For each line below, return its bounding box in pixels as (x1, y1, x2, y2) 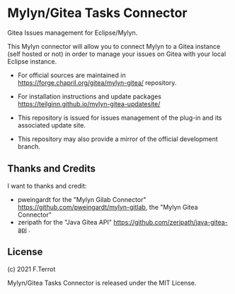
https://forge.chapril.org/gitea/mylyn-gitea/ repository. (17, 78, 177, 86)
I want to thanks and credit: (7, 181, 87, 190)
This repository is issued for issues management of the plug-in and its (17, 113, 222, 122)
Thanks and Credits (7, 163, 96, 175)
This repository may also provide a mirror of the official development (17, 135, 218, 143)
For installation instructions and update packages (17, 92, 161, 101)
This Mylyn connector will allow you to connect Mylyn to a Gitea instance (7, 42, 221, 50)
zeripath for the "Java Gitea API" (17, 217, 112, 226)
